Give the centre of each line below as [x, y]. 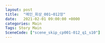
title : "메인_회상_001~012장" [35, 14]
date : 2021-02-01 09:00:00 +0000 [43, 19]
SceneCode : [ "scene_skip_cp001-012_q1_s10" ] [53, 33]
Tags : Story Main [23, 28]
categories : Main [23, 23]
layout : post [19, 10]
